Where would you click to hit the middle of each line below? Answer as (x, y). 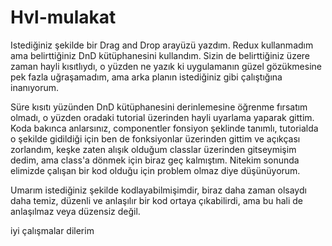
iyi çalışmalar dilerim (52, 230)
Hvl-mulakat (63, 17)
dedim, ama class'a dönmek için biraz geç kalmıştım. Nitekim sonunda (155, 160)
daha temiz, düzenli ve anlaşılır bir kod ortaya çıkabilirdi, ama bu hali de (157, 200)
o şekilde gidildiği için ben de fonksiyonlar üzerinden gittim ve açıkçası (155, 138)
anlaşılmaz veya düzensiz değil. (75, 211)
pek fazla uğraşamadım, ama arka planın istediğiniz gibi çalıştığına (146, 77)
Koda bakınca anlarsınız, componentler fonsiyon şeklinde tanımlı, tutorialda (164, 128)
